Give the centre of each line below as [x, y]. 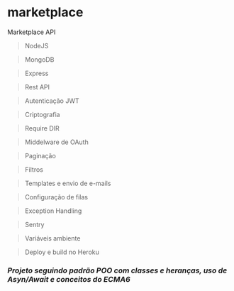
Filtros [34, 169]
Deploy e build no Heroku [62, 252]
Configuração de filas [56, 197]
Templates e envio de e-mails [68, 183]
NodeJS [37, 45]
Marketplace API [32, 32]
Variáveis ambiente [52, 238]
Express [37, 73]
